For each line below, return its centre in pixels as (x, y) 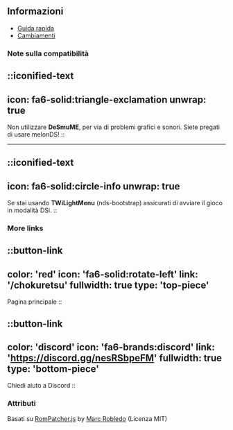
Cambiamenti (36, 35)
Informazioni (35, 11)
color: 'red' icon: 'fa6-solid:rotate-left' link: (103, 274)
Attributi (21, 404)
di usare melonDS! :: (36, 134)
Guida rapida (35, 28)
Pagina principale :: (35, 302)
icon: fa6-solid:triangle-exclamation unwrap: (107, 100)
